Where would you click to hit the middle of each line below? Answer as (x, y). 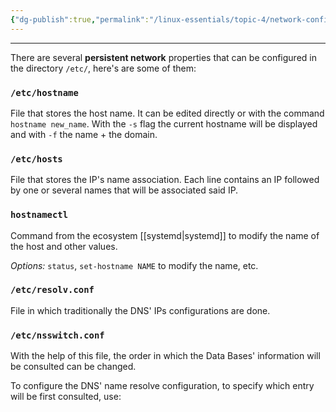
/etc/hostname (44, 92)
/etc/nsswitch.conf (57, 335)
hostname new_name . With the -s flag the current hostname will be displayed (164, 123)
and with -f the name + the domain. (84, 134)
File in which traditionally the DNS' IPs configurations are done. (140, 310)
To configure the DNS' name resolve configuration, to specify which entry (162, 386)
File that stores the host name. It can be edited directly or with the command (167, 113)
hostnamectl (39, 215)
